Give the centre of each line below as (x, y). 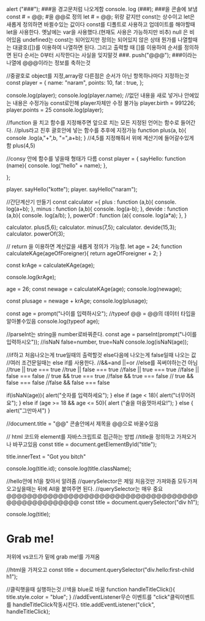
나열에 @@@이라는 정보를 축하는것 (48, 63)
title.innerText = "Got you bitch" (46, 457)
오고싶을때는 (21, 489)
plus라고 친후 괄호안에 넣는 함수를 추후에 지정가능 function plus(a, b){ (102, 130)
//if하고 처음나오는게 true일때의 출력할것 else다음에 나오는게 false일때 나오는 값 (101, 355)
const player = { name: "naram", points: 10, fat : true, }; (75, 83)
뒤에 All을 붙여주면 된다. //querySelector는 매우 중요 (100, 489)
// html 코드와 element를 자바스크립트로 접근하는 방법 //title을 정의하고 (91, 437)
